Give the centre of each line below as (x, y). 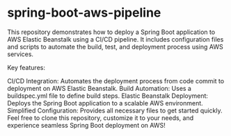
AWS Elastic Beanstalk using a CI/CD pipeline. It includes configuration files (115, 39)
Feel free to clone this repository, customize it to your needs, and (101, 118)
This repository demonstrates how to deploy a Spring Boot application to (111, 32)
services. (20, 54)
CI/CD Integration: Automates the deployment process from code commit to (116, 80)
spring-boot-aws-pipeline (84, 13)
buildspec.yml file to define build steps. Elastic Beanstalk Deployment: (108, 96)
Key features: (26, 67)
